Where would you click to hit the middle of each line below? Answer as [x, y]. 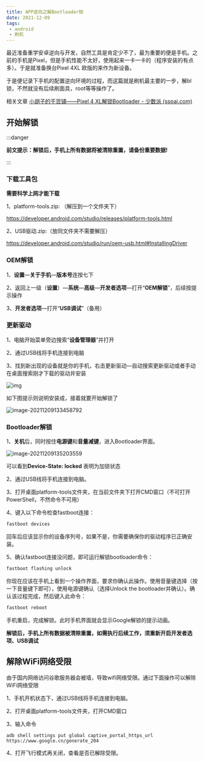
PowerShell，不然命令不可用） [44, 500]
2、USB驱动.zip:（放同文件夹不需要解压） [59, 231]
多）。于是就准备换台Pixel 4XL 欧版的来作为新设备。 [71, 68]
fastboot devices [28, 524]
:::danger [18, 137]
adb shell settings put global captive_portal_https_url [80, 735]
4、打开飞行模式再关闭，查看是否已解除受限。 [64, 753]
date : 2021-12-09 [28, 18]
